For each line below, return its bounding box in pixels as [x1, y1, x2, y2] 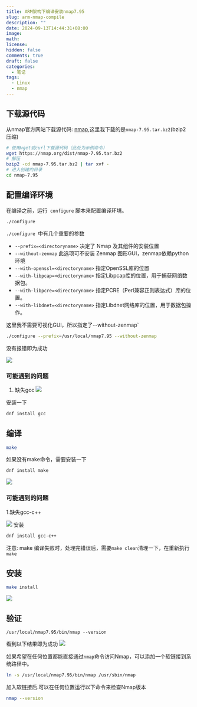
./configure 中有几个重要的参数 [6, 230, 84, 237]
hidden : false [6, 47, 41, 53]
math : [6, 36, 19, 42]
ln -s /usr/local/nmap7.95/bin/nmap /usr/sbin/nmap [6, 672, 136, 678]
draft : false [6, 58, 38, 64]
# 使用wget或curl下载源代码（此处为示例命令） [6, 145, 107, 151]
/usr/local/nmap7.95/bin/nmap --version [6, 630, 107, 636]
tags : [6, 74, 19, 80]
